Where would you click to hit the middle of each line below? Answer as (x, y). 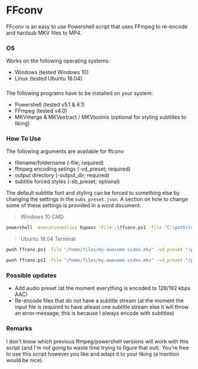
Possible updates (32, 275)
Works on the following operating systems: (58, 61)
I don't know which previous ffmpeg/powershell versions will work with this (97, 341)
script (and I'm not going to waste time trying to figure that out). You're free (98, 347)
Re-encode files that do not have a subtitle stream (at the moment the (99, 301)
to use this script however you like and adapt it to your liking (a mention (93, 354)
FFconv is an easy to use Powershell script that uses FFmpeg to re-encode (97, 26)
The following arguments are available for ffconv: (66, 151)
